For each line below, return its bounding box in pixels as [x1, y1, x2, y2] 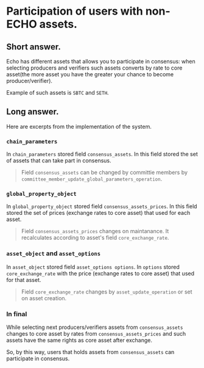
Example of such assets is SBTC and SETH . [6, 89, 109, 96]
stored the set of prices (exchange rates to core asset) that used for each [6, 209, 191, 217]
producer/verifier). [6, 78, 53, 84]
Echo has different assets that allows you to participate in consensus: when [6, 58, 196, 65]
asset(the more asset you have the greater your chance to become [6, 71, 174, 78]
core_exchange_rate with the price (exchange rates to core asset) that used [6, 270, 195, 277]
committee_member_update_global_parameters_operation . [21, 175, 163, 182]
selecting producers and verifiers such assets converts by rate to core [6, 64, 183, 71]
